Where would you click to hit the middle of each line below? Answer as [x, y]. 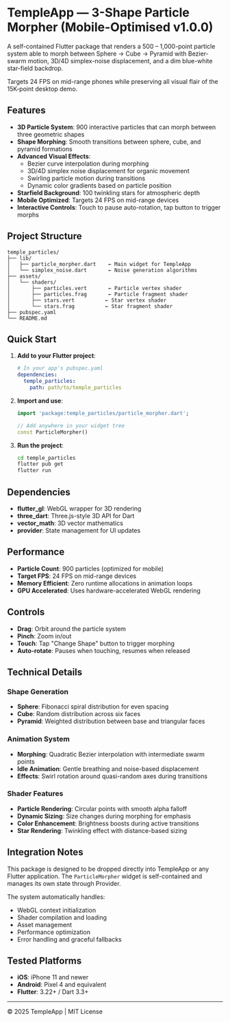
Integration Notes [45, 853]
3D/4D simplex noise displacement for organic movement [108, 170]
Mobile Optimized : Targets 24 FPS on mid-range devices [98, 200]
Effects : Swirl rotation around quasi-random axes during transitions [112, 776]
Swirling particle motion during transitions [86, 178]
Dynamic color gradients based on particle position [99, 185]
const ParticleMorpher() [52, 432]
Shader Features [35, 794]
